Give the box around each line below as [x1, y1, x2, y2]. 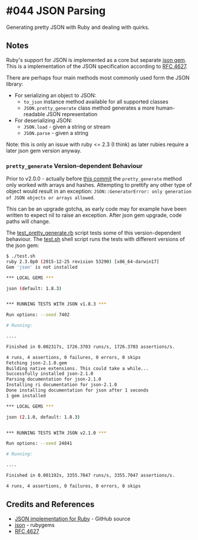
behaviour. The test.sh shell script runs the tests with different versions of [6, 236, 185, 243]
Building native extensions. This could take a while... [6, 366, 149, 371]
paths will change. [6, 218, 51, 225]
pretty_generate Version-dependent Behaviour [6, 162, 143, 170]
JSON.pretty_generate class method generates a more [23, 104, 155, 111]
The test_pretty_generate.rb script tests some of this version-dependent [6, 229, 181, 236]
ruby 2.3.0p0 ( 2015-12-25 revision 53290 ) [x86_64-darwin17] [6, 258, 160, 265]
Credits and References [6, 499, 95, 509]
